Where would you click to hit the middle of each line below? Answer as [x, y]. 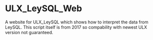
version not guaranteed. [29, 32]
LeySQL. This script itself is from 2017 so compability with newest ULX [76, 27]
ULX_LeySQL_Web [44, 9]
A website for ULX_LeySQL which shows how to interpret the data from [77, 22]
